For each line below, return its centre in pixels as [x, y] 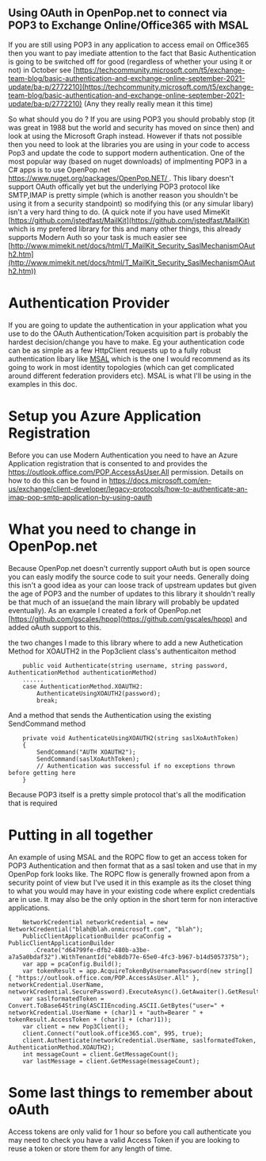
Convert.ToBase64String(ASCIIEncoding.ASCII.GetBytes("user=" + [116, 1005]
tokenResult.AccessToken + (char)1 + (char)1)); [90, 1020]
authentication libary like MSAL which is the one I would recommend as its [129, 359]
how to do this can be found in [58, 480]
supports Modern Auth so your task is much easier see [98, 237]
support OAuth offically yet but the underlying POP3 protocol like [114, 187]
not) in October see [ [42, 70]
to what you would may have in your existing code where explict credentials [132, 891]
